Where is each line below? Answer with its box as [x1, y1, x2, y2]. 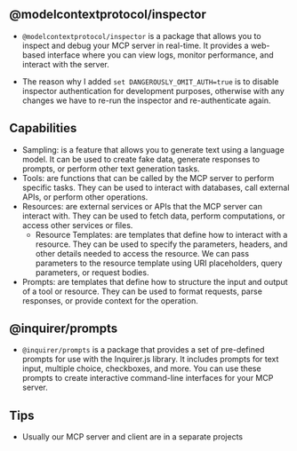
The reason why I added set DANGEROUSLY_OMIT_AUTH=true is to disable [21, 75, 279, 87]
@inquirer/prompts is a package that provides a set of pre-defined [21, 344, 265, 355]
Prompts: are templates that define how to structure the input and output [21, 276, 288, 287]
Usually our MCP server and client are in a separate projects [21, 431, 243, 442]
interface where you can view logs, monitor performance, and [47, 49, 274, 60]
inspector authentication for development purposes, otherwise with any [21, 85, 285, 96]
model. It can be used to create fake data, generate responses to [21, 154, 261, 164]
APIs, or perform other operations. [21, 191, 148, 202]
